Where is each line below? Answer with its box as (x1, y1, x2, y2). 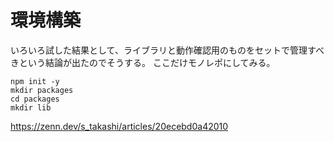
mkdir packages (10, 85, 74, 95)
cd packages (10, 94, 60, 104)
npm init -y (10, 76, 60, 86)
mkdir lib (10, 102, 52, 113)
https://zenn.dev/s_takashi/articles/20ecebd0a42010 (10, 120, 229, 132)
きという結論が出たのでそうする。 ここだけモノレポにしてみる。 (10, 56, 276, 68)
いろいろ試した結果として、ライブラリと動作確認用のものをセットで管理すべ (10, 44, 325, 56)
